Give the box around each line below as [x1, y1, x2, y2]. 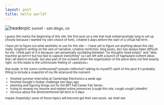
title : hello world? [5, 12, 47, 17]
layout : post [5, 7, 32, 12]
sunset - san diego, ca [31, 26, 70, 31]
